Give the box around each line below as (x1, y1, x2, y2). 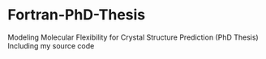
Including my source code (7, 40, 95, 50)
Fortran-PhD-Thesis (7, 6, 146, 24)
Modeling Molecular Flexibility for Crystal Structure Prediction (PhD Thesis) (7, 32, 259, 42)
